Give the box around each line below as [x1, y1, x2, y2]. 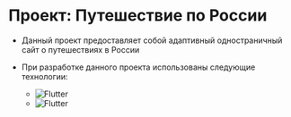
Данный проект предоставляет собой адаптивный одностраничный [21, 35, 283, 46]
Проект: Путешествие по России [8, 5, 268, 26]
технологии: [21, 71, 68, 81]
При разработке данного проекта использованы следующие [21, 62, 256, 72]
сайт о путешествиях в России [21, 44, 140, 54]
